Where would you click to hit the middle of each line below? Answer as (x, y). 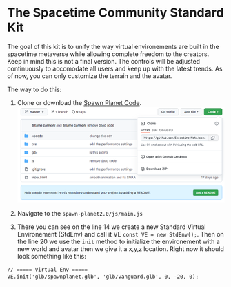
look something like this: (51, 256)
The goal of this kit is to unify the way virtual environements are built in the (113, 46)
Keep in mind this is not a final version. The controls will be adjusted (104, 61)
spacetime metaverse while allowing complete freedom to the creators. (108, 54)
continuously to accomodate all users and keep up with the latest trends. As (115, 68)
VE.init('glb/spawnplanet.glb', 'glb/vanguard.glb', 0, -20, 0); (103, 277)
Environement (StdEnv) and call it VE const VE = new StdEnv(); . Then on (120, 234)
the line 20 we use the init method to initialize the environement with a (119, 241)
